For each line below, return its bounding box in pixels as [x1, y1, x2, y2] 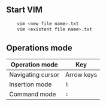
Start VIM [6, 5, 43, 15]
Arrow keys [65, 71, 98, 79]
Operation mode [11, 60, 58, 69]
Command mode [9, 90, 56, 98]
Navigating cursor [9, 71, 60, 79]
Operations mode [6, 43, 73, 53]
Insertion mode [9, 80, 52, 89]
